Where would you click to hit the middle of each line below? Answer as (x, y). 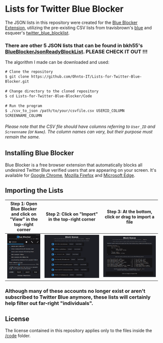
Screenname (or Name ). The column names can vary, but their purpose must (79, 131)
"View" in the (24, 219)
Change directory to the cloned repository (54, 91)
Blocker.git (17, 81)
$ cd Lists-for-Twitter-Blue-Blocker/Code (49, 96)
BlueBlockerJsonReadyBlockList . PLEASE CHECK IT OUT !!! (76, 51)
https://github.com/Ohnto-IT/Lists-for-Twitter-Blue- (86, 77)
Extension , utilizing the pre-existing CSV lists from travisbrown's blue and (78, 27)
